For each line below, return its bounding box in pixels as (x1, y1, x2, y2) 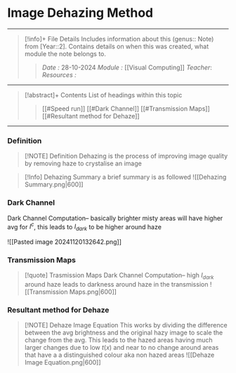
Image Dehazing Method (7, 5, 153, 21)
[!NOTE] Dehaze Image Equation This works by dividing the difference (24, 321, 228, 330)
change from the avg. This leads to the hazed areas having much (24, 336, 213, 344)
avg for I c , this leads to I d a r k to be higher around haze (7, 221, 162, 232)
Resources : (41, 70, 77, 79)
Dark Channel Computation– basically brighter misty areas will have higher (7, 214, 223, 222)
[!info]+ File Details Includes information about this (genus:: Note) (24, 34, 214, 43)
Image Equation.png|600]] (24, 358, 101, 367)
